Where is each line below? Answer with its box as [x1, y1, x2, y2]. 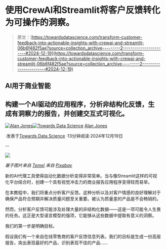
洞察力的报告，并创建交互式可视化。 [18, 109, 128, 118]
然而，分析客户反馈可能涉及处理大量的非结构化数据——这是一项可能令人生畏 [5, 206, 161, 212]
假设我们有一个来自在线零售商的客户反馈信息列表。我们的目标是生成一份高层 [5, 234, 161, 240]
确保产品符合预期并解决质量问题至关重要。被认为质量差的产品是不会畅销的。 [5, 196, 161, 202]
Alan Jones [84, 123, 108, 129]
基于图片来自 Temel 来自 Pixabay [5, 162, 73, 168]
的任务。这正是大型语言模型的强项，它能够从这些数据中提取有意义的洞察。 [5, 212, 157, 218]
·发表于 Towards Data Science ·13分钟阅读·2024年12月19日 [5, 133, 123, 139]
